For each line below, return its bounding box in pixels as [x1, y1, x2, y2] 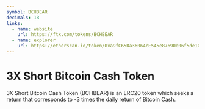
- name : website [12, 26, 53, 32]
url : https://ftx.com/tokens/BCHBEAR [17, 32, 113, 38]
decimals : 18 [6, 15, 40, 21]
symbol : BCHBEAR [6, 9, 48, 15]
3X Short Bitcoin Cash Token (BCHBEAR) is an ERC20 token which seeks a [6, 89, 194, 96]
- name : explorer [12, 37, 56, 43]
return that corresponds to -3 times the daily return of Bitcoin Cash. [6, 96, 176, 103]
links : [6, 20, 23, 26]
